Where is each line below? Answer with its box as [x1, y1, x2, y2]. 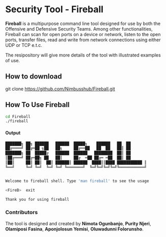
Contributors [5, 209, 38, 216]
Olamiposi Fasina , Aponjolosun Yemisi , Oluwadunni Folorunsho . [5, 226, 144, 232]
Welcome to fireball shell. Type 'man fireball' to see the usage [5, 178, 149, 183]
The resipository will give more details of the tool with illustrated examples [5, 52, 161, 58]
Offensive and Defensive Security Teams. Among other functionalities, [5, 25, 153, 32]
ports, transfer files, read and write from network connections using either [5, 37, 161, 43]
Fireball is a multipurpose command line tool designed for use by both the [5, 20, 161, 27]
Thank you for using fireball [5, 197, 70, 202]
